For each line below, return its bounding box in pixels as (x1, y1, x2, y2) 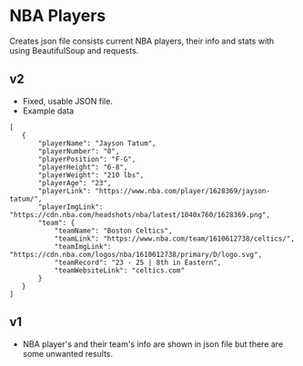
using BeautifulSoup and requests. (9, 45, 139, 55)
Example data (22, 105, 75, 116)
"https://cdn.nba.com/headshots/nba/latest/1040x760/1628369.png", (9, 210, 271, 219)
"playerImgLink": (37, 202, 104, 212)
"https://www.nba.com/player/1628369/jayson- (95, 186, 271, 195)
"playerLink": (37, 186, 92, 195)
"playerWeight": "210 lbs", (37, 170, 145, 180)
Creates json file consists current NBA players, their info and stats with (9, 35, 275, 46)
